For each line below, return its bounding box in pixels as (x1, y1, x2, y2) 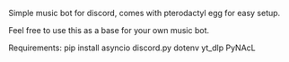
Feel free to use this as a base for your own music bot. (8, 25, 210, 35)
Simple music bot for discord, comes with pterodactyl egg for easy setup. (8, 8, 281, 18)
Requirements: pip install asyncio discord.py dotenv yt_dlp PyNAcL (8, 42, 257, 53)
